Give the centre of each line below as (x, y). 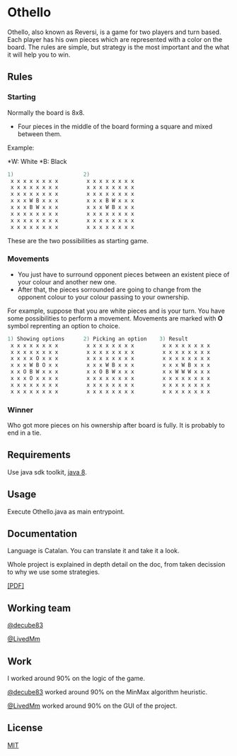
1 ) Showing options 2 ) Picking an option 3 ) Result (98, 339)
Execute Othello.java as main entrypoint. (66, 511)
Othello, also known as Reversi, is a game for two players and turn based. (114, 32)
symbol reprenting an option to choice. (64, 326)
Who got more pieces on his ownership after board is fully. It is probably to (116, 425)
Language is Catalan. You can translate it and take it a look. (93, 551)
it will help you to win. (39, 55)
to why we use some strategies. (54, 572)
